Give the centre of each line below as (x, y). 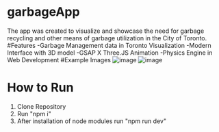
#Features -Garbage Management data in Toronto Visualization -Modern (109, 45)
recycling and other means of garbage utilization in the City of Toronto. (107, 38)
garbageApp (43, 12)
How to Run (40, 88)
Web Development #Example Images (59, 60)
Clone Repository (41, 106)
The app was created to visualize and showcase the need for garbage (106, 31)
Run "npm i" (34, 114)
